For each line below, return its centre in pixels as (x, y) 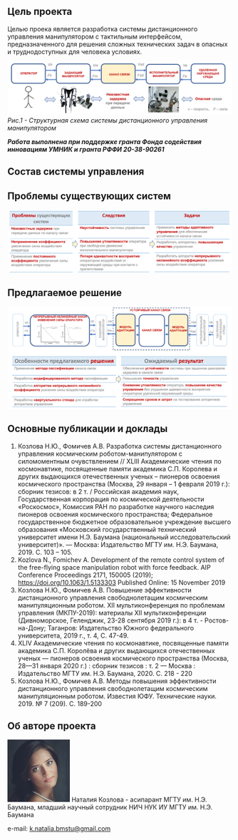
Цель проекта (40, 12)
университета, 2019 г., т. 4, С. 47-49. (73, 635)
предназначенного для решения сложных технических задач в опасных (118, 44)
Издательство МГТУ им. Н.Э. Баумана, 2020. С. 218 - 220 (105, 673)
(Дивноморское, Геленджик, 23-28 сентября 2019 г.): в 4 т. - (110, 620)
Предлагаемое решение (65, 293)
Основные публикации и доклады (88, 429)
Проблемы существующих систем (89, 196)
